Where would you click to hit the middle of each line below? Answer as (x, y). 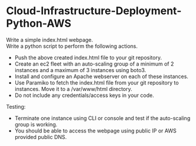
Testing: (16, 106)
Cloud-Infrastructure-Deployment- (94, 11)
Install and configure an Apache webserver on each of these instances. (102, 76)
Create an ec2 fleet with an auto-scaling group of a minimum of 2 (94, 64)
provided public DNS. (40, 137)
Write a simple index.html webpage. (50, 40)
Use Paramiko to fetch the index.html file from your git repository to (97, 82)
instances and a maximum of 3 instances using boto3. (80, 70)
